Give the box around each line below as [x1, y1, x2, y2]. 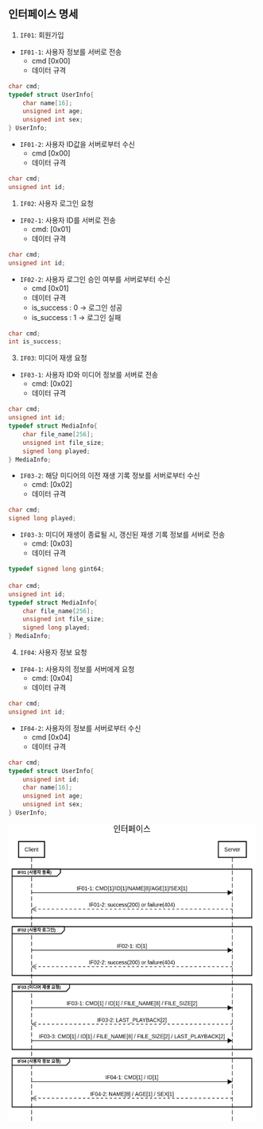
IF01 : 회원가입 [19, 30, 64, 40]
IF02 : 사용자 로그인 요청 [19, 198, 94, 208]
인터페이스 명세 [8, 7, 79, 21]
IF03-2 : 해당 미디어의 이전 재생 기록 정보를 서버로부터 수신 [19, 471, 200, 481]
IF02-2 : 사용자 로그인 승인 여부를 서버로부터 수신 [19, 274, 171, 284]
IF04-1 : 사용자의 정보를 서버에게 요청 [19, 664, 135, 674]
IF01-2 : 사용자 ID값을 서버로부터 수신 [19, 140, 135, 149]
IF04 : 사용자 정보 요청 [19, 648, 87, 657]
